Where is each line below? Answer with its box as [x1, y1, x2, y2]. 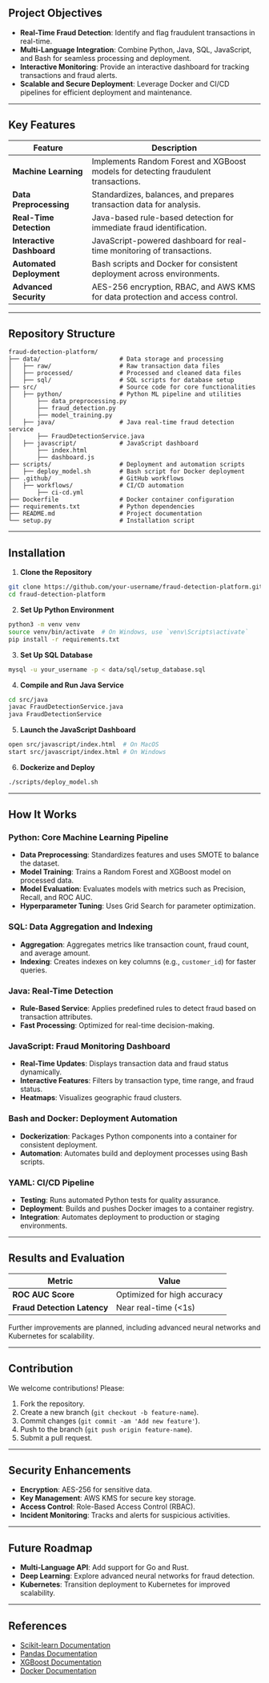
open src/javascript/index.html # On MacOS [8, 740, 159, 749]
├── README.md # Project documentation [8, 510, 203, 518]
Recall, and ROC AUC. [19, 893, 94, 903]
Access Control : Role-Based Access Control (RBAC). [19, 1502, 196, 1512]
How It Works [8, 808, 78, 821]
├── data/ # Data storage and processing [8, 355, 224, 364]
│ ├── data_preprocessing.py [8, 397, 127, 405]
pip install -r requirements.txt [8, 635, 120, 643]
